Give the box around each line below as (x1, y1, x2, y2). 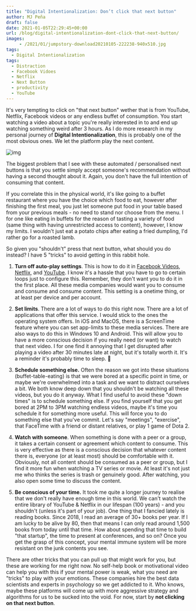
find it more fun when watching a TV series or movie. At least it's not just (14, 465, 190, 472)
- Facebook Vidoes (11, 69, 57, 74)
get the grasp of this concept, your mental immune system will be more (14, 538, 187, 545)
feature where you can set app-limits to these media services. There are (14, 323, 189, 331)
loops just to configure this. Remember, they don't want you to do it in (14, 275, 183, 282)
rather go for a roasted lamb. (6, 234, 75, 241)
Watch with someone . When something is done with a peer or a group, (14, 433, 187, 441)
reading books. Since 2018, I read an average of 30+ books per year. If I (14, 513, 188, 520)
